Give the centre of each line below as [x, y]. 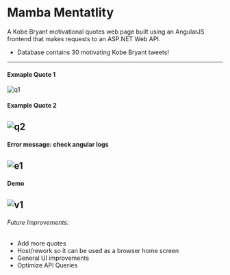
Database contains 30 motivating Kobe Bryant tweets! [93, 52]
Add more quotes [41, 243]
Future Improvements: [38, 222]
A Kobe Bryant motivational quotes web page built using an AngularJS [106, 32]
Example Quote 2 [32, 105]
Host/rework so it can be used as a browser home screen [98, 251]
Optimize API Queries [47, 265]
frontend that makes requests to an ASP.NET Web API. [84, 38]
